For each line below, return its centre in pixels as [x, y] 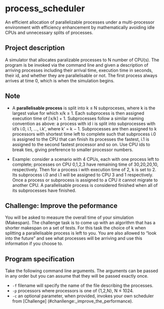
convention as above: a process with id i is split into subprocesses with [84, 124]
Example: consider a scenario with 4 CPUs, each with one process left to [85, 159]
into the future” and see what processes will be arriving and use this [74, 238]
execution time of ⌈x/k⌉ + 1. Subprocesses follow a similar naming [78, 118]
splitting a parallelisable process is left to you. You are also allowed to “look [81, 233]
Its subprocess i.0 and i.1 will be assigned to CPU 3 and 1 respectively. [82, 175]
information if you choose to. [34, 244]
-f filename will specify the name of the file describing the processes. [82, 285]
